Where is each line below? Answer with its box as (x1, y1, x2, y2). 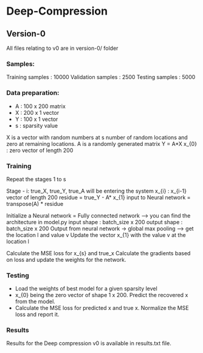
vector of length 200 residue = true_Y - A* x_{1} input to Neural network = (6, 193, 191, 201)
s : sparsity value (15, 122, 58, 129)
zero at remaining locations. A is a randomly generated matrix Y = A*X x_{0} (6, 140, 198, 147)
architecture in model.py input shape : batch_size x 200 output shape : (6, 218, 183, 225)
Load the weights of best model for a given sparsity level (15, 285, 158, 292)
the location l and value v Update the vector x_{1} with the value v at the (6, 231, 187, 238)
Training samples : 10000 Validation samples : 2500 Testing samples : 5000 (6, 74, 196, 81)
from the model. (15, 298, 56, 305)
